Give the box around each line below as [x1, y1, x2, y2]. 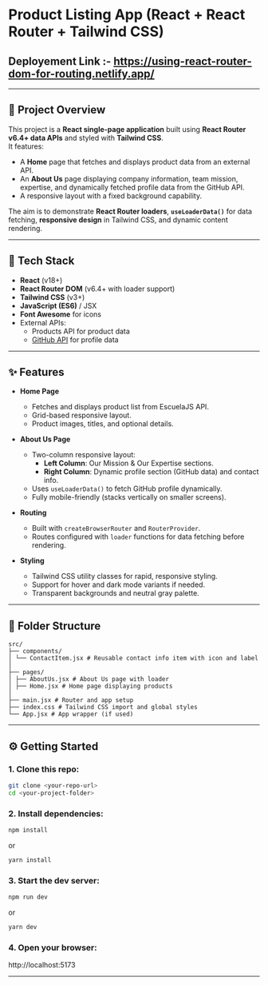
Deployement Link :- [8, 54, 112, 68]
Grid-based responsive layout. [31, 410, 132, 421]
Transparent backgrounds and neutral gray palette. [31, 588, 199, 598]
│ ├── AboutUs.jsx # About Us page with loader [8, 676, 170, 684]
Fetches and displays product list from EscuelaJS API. [31, 402, 210, 412]
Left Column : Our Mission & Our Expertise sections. [43, 458, 214, 469]
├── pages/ [8, 668, 45, 676]
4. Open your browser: [8, 942, 97, 953]
